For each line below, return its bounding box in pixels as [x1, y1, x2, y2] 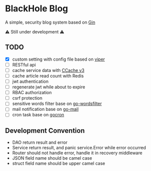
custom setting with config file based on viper [12, 56, 105, 62]
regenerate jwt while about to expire [12, 84, 85, 90]
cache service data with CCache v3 [12, 67, 85, 73]
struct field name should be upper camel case [12, 161, 105, 167]
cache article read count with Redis [12, 72, 84, 79]
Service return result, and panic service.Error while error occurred [12, 145, 146, 151]
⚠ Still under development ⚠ [5, 29, 65, 34]
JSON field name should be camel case [12, 155, 92, 161]
